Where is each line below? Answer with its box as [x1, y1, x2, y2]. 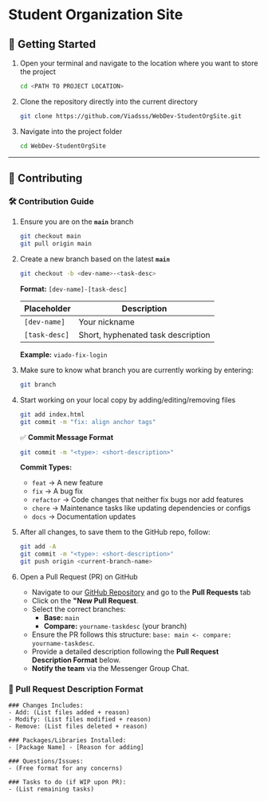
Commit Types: [19, 462, 73, 472]
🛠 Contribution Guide [8, 195, 94, 206]
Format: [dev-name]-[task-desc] [19, 284, 128, 293]
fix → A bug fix [31, 486, 84, 496]
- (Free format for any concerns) [8, 764, 124, 772]
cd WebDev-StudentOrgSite [19, 142, 106, 150]
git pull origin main [19, 240, 92, 248]
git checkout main [19, 233, 81, 241]
